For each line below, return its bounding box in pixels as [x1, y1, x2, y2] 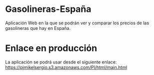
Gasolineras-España [5, 3, 92, 15]
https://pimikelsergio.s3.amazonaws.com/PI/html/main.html [5, 64, 128, 70]
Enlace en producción [5, 43, 97, 54]
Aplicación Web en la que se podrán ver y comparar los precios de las [5, 20, 150, 26]
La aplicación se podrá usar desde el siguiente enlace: [5, 59, 117, 65]
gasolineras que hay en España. [5, 25, 71, 31]
